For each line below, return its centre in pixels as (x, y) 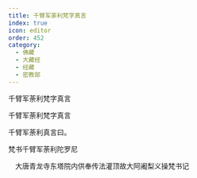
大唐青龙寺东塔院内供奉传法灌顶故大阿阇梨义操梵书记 (102, 166)
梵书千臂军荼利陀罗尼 (43, 149)
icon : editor (30, 30)
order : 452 (26, 38)
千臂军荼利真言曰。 (40, 132)
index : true (28, 23)
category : (25, 45)
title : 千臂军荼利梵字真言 (48, 15)
